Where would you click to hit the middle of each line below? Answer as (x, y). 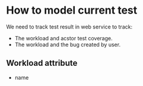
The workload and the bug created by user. (67, 44)
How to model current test (72, 10)
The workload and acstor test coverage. (63, 38)
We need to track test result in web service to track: (69, 27)
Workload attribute (42, 63)
